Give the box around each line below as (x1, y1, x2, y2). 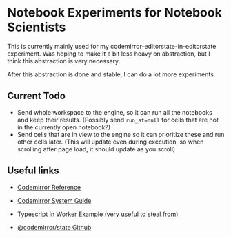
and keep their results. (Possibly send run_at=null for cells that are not (17, 116, 219, 124)
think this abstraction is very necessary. (7, 56, 121, 65)
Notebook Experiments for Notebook (7, 5, 222, 21)
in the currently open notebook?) (17, 122, 111, 131)
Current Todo (7, 90, 66, 102)
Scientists (7, 19, 66, 35)
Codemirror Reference (17, 183, 81, 191)
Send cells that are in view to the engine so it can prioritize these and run (17, 130, 225, 138)
